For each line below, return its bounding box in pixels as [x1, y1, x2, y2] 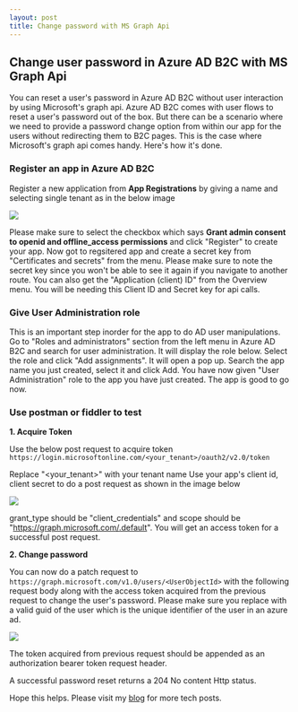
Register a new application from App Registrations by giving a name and [9, 183, 278, 194]
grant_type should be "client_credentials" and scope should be [9, 513, 242, 524]
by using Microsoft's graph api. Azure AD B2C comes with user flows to [9, 102, 274, 113]
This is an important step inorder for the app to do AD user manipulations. [9, 326, 281, 337]
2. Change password [9, 549, 89, 560]
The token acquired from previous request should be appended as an [9, 648, 266, 659]
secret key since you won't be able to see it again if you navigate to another [9, 265, 288, 275]
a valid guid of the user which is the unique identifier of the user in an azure [9, 604, 288, 615]
